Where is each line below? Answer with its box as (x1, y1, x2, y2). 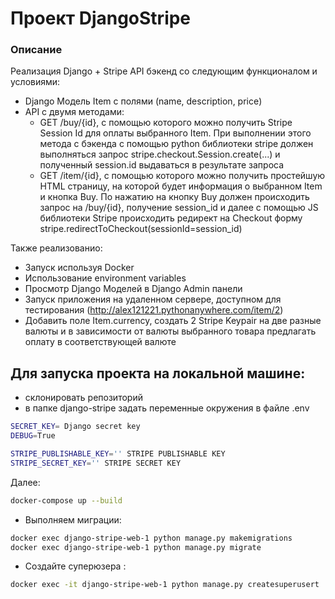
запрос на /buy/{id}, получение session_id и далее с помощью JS (39, 202, 319, 214)
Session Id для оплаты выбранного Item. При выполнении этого (39, 127, 312, 139)
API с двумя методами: (24, 106, 125, 118)
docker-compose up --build (10, 495, 123, 506)
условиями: (10, 76, 61, 88)
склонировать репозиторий (24, 392, 143, 404)
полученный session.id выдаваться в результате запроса (39, 159, 285, 171)
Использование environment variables (24, 272, 187, 284)
